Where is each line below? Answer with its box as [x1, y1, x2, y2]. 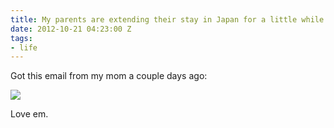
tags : [10, 33, 33, 43]
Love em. [10, 108, 49, 120]
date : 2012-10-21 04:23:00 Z [10, 24, 132, 34]
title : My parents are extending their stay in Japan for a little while [10, 14, 325, 25]
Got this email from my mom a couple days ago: [10, 70, 208, 82]
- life [10, 42, 38, 53]
